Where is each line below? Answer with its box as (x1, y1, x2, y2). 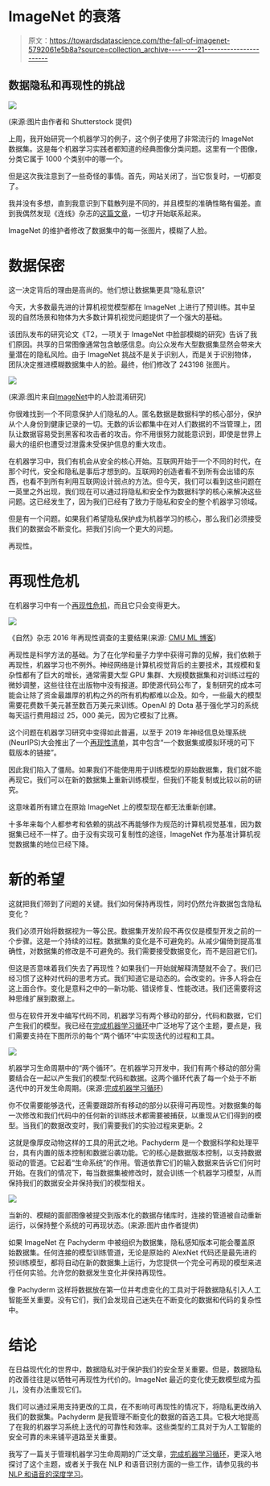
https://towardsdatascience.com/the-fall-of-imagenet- (49, 35, 231, 45)
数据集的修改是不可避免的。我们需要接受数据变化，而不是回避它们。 (35, 946, 262, 955)
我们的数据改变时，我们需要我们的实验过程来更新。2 (29, 1120, 203, 1130)
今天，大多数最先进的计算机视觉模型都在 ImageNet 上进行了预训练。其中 (8, 302, 249, 311)
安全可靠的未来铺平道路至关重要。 (8, 1432, 121, 1442)
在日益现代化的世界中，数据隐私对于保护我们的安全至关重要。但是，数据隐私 (8, 1364, 262, 1374)
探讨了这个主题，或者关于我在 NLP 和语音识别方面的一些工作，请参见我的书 (8, 1459, 259, 1468)
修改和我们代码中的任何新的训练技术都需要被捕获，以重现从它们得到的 (22, 1110, 255, 1120)
